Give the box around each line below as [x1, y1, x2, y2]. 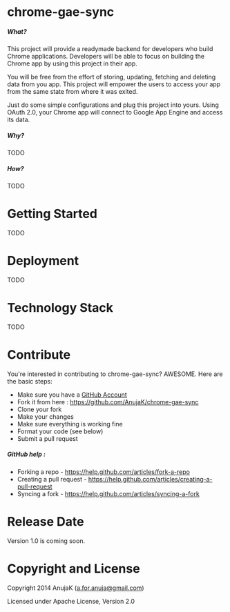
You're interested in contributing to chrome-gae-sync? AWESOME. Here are [7, 370, 223, 378]
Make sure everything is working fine [17, 419, 123, 428]
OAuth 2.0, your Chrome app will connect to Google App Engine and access [7, 108, 223, 117]
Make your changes [17, 412, 74, 421]
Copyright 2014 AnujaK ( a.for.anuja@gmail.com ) [7, 584, 144, 592]
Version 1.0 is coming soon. [7, 536, 85, 545]
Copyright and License [7, 560, 140, 576]
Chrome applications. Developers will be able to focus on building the [7, 52, 205, 61]
